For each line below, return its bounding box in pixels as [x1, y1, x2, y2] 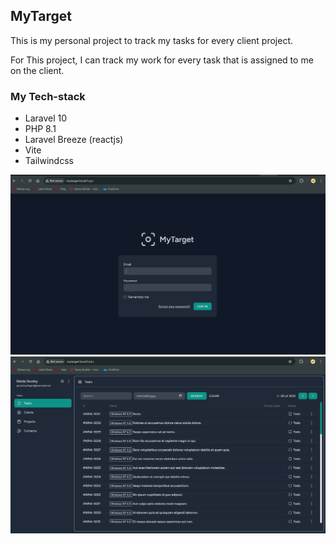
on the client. [10, 64, 65, 76]
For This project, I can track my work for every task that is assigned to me [10, 54, 314, 66]
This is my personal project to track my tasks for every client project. [10, 34, 294, 46]
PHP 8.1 [24, 123, 57, 135]
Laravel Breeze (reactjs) [24, 134, 124, 146]
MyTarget [10, 8, 72, 25]
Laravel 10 [24, 112, 68, 124]
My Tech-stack [10, 89, 86, 103]
